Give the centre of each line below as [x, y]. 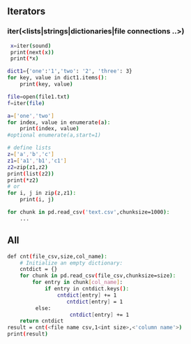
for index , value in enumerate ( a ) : [59, 122]
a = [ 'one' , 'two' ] [31, 116]
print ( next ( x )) [32, 52]
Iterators [26, 11]
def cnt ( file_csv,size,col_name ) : [58, 256]
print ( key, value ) [46, 84]
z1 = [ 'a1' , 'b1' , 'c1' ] [37, 161]
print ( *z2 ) [23, 180]
